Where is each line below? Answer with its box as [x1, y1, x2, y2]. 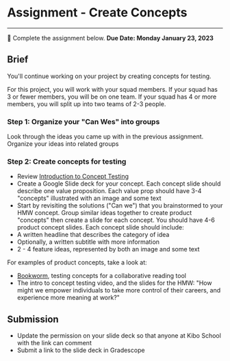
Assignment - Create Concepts [7, 5, 188, 21]
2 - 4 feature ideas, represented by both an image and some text [16, 245, 200, 253]
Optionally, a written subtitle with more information [16, 238, 159, 246]
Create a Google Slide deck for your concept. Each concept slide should [16, 179, 221, 188]
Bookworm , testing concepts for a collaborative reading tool [16, 272, 187, 280]
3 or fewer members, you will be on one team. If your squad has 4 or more [7, 92, 217, 101]
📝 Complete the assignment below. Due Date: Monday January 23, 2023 [7, 34, 214, 42]
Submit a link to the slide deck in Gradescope [16, 346, 145, 354]
